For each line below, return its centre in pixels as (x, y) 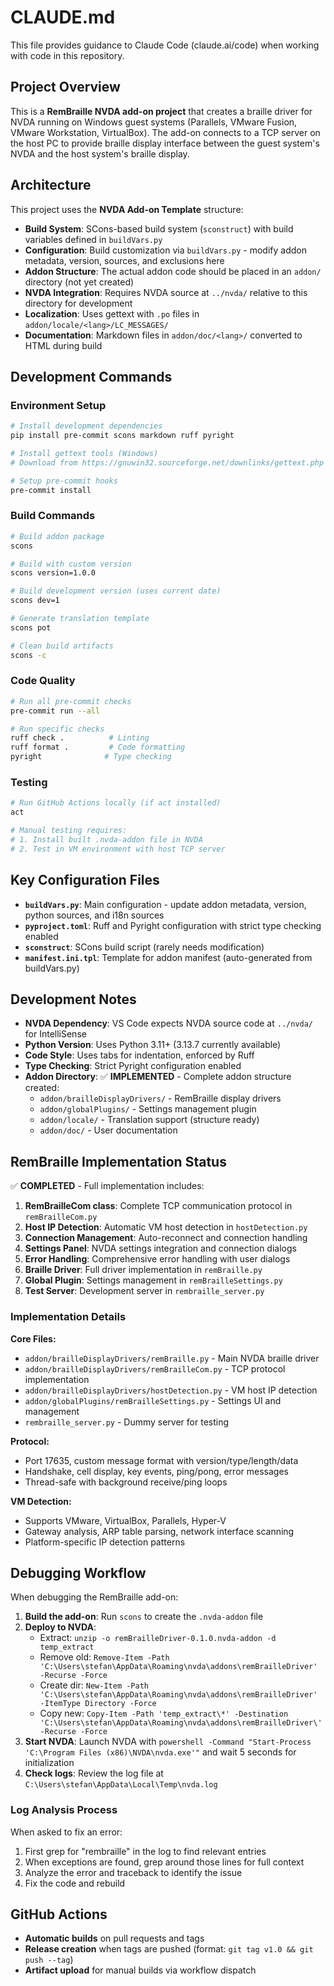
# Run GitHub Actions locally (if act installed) (116, 803)
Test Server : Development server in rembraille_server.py (144, 1291)
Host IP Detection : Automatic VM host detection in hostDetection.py (166, 1227)
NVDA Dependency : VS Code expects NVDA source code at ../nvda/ (169, 1023)
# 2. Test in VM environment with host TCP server (118, 849)
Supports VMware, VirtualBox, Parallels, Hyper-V (125, 1520)
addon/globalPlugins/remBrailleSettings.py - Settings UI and (153, 1400)
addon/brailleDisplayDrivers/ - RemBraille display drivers (160, 1098)
